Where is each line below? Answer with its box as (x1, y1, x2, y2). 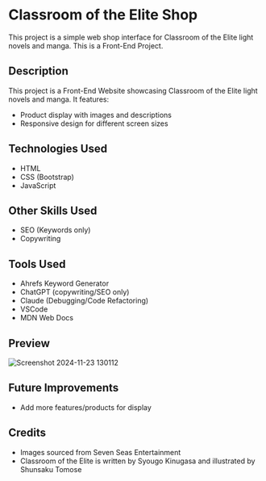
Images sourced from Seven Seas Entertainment (19, 447, 181, 457)
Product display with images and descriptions (19, 110, 172, 119)
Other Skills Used (8, 203, 98, 217)
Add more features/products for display (19, 402, 152, 412)
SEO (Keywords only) (19, 225, 91, 235)
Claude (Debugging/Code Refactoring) (19, 296, 149, 306)
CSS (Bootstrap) (19, 172, 75, 182)
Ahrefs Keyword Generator (19, 278, 110, 288)
